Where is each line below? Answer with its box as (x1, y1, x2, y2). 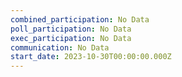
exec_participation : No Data (10, 33, 132, 43)
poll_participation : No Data (10, 24, 132, 34)
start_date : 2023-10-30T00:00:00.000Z (10, 52, 172, 62)
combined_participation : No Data (10, 14, 150, 25)
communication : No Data (10, 42, 110, 53)
